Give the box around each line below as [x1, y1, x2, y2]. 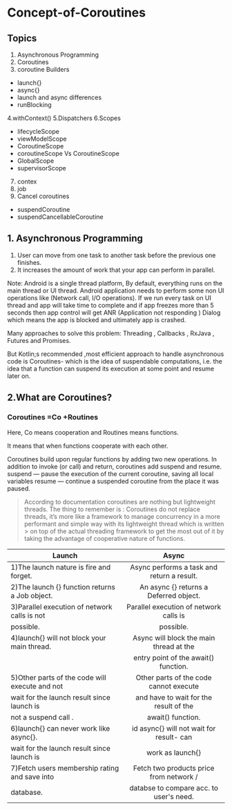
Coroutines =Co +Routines [7, 413, 99, 422]
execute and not [10, 681, 64, 691]
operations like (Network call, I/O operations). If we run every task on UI [7, 293, 212, 302]
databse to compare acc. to [129, 783, 219, 793]
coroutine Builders [17, 66, 70, 73]
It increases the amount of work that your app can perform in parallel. [17, 266, 215, 274]
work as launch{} [146, 747, 202, 757]
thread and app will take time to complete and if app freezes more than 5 [7, 301, 214, 309]
